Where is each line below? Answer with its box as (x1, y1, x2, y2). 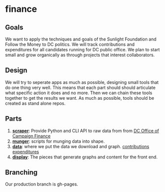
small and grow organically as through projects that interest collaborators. (5, 52, 155, 58)
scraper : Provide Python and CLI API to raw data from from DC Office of (12, 127, 159, 134)
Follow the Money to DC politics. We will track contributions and (5, 41, 135, 47)
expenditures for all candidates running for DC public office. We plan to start (5, 47, 160, 52)
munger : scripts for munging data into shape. (12, 138, 105, 144)
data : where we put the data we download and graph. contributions (12, 143, 149, 149)
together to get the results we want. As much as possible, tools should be (5, 95, 154, 101)
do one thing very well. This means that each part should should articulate (5, 84, 156, 90)
